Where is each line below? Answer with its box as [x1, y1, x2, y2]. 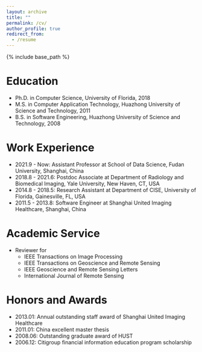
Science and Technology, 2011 [14, 107, 90, 114]
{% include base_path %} [6, 54, 70, 60]
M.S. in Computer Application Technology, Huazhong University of [14, 100, 181, 108]
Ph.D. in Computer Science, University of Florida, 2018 [14, 94, 151, 101]
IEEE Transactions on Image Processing [24, 253, 123, 260]
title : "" [6, 14, 31, 20]
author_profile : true [6, 25, 61, 32]
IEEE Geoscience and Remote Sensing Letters [24, 265, 138, 273]
